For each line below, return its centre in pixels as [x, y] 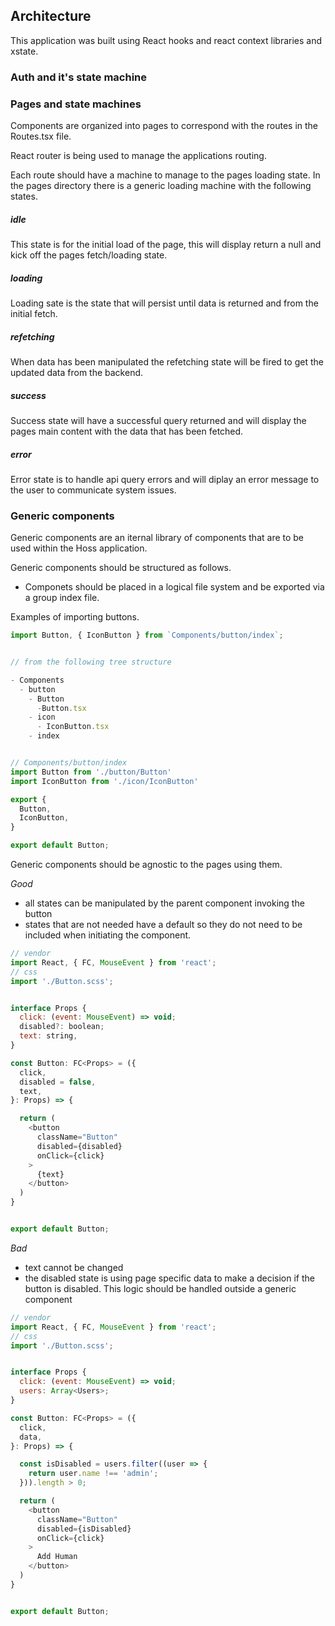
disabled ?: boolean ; [62, 1027]
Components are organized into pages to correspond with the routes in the [164, 126]
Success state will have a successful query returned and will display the [158, 420]
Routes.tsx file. [41, 136]
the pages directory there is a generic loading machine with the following [161, 186]
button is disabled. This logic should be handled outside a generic [160, 1288]
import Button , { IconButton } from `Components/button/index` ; [147, 635]
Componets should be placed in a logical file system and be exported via [174, 587]
